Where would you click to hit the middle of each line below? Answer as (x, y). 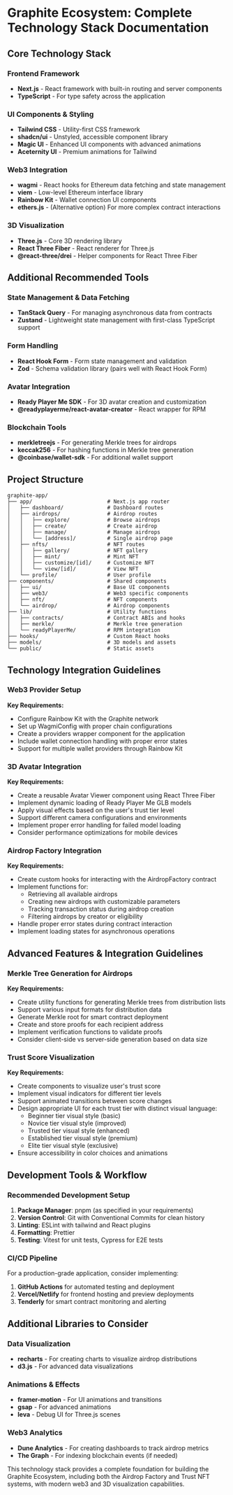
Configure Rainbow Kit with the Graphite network (88, 718)
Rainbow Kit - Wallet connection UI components (87, 200)
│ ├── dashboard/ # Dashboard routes (85, 508)
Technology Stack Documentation (108, 28)
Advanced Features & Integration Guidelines (105, 953)
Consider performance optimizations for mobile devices (97, 832)
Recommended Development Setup (69, 1195)
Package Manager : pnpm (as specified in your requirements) (105, 1210)
